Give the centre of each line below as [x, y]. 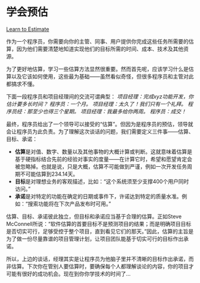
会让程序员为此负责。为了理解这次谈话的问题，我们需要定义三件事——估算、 [100, 131]
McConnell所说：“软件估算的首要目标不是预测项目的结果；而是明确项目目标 [99, 223]
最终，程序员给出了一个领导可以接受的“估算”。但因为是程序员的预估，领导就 [100, 124]
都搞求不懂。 [22, 83]
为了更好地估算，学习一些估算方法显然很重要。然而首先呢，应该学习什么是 [97, 69]
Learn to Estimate [28, 29]
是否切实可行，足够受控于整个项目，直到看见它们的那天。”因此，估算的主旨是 [100, 231]
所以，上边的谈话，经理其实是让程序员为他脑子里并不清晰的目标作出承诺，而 [100, 259]
